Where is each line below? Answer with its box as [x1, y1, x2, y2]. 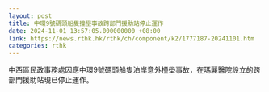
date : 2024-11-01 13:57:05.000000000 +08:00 [8, 27, 161, 35]
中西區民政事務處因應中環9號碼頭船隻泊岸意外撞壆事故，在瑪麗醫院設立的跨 [8, 65, 261, 75]
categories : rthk [8, 42, 67, 50]
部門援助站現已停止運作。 [8, 75, 94, 85]
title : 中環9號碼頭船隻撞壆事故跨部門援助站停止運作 [8, 19, 164, 27]
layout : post [8, 11, 53, 20]
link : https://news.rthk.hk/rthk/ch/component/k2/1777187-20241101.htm [8, 34, 254, 43]
